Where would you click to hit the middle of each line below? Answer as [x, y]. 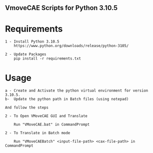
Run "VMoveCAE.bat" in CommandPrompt [52, 125]
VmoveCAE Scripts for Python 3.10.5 [61, 8]
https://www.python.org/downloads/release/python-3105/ [71, 46]
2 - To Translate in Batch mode [38, 133]
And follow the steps [27, 108]
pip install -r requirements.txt [47, 59]
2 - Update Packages [26, 54]
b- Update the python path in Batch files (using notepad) [67, 99]
